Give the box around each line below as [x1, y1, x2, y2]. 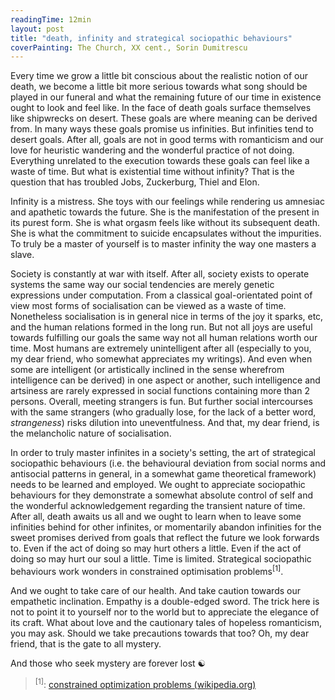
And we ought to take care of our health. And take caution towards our [10, 584, 301, 596]
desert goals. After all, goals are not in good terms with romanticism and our [10, 134, 324, 146]
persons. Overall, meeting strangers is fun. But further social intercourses [10, 396, 313, 408]
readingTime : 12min [10, 14, 92, 25]
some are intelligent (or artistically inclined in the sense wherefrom [10, 364, 285, 376]
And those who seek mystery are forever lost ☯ [10, 657, 207, 669]
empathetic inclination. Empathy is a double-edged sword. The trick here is [10, 595, 320, 607]
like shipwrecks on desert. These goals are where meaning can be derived [10, 112, 318, 125]
